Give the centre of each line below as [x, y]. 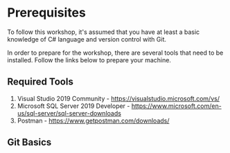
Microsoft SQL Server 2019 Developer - [73, 106]
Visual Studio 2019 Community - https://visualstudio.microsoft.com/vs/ [118, 98]
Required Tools [41, 82]
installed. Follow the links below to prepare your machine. [89, 60]
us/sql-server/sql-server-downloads [69, 113]
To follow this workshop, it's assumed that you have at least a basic [104, 32]
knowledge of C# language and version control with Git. [87, 39]
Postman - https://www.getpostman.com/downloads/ [93, 120]
